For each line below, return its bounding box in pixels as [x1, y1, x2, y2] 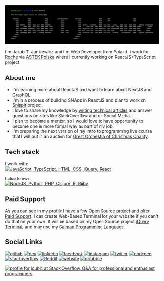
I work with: [5, 160, 29, 167]
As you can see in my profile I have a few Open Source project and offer [5, 208, 150, 214]
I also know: [5, 175, 29, 181]
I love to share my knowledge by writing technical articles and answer [12, 107, 153, 113]
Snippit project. [12, 102, 43, 108]
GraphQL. [12, 92, 32, 98]
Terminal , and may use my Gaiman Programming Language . [5, 224, 125, 230]
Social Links [5, 237, 43, 246]
